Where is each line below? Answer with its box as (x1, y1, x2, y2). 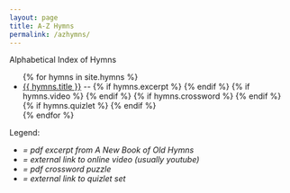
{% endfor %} (22, 110, 75, 121)
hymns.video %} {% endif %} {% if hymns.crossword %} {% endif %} (22, 91, 282, 101)
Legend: (9, 127, 41, 138)
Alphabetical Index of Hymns (9, 55, 117, 66)
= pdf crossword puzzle (22, 163, 112, 175)
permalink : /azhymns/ (9, 30, 91, 39)
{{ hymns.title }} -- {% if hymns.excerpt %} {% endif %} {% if (22, 82, 250, 92)
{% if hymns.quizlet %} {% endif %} (22, 101, 157, 111)
